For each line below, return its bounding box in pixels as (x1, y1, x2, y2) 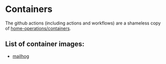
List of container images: (5, 40, 84, 48)
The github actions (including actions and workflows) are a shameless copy (5, 20, 161, 26)
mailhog (12, 53, 29, 59)
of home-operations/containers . (5, 25, 71, 31)
